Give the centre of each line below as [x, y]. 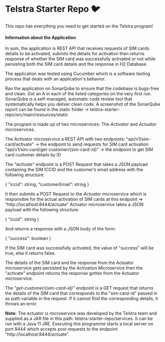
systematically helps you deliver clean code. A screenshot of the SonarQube [83, 104]
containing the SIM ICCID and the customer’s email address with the [74, 170]
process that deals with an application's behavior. [55, 79]
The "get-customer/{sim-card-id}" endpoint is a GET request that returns [79, 288]
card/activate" [20, 144]
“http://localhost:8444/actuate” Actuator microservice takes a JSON [74, 204]
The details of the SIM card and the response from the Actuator [69, 263]
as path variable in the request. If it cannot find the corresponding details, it [82, 299]
